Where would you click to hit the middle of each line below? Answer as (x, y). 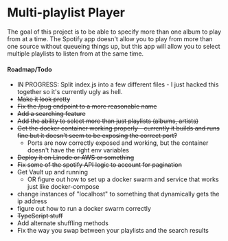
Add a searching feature (51, 114)
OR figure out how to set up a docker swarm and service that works (123, 179)
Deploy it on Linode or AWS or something (76, 158)
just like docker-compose (63, 187)
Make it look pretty (44, 99)
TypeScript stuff (40, 216)
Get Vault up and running (52, 172)
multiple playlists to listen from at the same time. (76, 54)
